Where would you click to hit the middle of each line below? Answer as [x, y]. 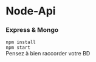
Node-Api [31, 11]
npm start [18, 48]
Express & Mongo [32, 30]
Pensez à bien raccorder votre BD [48, 54]
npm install [21, 42]
